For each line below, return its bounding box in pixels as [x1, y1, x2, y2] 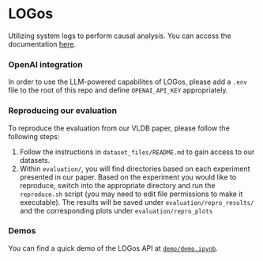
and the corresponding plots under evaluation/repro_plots [19, 206, 213, 215]
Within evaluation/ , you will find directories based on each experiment [19, 164, 250, 173]
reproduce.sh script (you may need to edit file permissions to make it [19, 189, 243, 199]
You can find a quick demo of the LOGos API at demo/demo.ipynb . [8, 243, 219, 253]
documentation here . [8, 39, 77, 48]
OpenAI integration [8, 59, 83, 70]
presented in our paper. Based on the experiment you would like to [19, 172, 237, 182]
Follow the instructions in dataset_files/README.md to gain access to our [19, 147, 255, 157]
